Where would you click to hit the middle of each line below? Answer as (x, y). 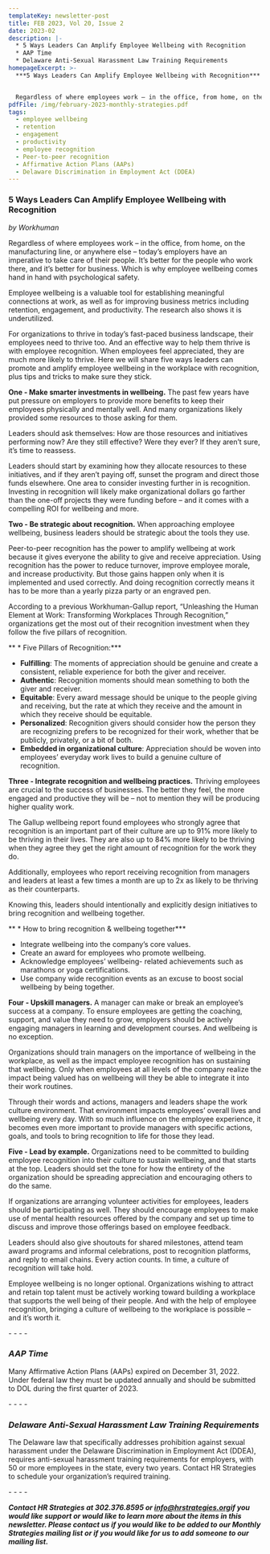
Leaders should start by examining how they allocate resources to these (128, 466)
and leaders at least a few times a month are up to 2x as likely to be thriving (133, 880)
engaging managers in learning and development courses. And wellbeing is (133, 1028)
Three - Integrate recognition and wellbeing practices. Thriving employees (134, 781)
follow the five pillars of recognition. (67, 632)
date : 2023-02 (32, 31)
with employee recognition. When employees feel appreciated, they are (127, 351)
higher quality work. (41, 806)
